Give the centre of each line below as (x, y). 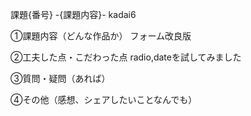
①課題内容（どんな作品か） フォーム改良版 (101, 36)
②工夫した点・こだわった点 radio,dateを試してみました (126, 57)
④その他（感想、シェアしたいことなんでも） (104, 99)
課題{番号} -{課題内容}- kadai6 (73, 14)
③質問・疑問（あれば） (60, 78)
